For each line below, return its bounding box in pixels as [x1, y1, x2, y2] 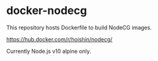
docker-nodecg [6, 4, 88, 18]
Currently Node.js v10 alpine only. [6, 47, 92, 55]
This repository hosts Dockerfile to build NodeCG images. [6, 24, 152, 31]
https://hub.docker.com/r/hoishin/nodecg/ [6, 35, 113, 43]
